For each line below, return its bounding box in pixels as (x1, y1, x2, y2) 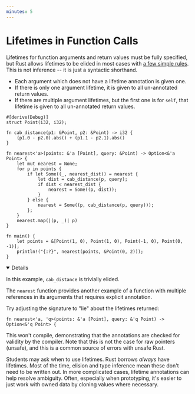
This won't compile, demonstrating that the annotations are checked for (6, 331, 180, 338)
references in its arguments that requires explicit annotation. (6, 293, 153, 300)
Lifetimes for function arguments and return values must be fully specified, (6, 54, 188, 61)
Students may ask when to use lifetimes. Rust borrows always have (6, 356, 170, 363)
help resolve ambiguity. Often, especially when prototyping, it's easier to (6, 375, 182, 382)
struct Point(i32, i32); (6, 119, 67, 125)
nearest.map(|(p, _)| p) (16, 217, 78, 223)
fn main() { (6, 233, 35, 239)
